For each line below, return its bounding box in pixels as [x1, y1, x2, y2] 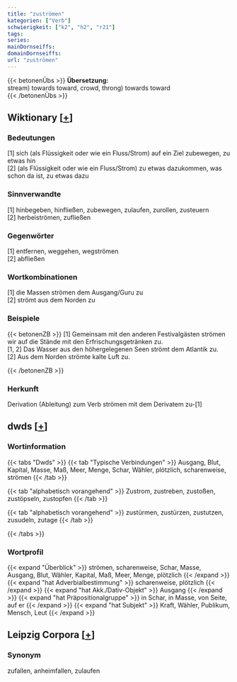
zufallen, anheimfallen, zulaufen [7, 666, 100, 675]
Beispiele [7, 314, 40, 324]
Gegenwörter [7, 231, 54, 241]
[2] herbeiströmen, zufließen [7, 213, 91, 221]
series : [7, 37, 30, 44]
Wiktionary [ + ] [7, 111, 73, 124]
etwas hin [7, 157, 36, 165]
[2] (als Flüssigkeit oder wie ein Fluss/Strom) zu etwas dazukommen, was [7, 164, 222, 172]
